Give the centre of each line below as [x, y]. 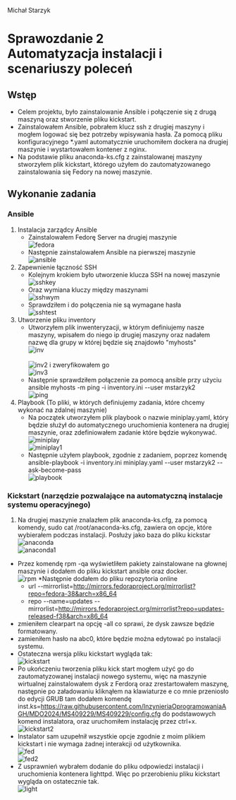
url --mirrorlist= [51, 586]
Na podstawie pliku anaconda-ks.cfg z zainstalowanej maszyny [110, 157]
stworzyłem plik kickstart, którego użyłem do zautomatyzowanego [114, 164]
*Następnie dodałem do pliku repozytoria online [108, 578]
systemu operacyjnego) [49, 505]
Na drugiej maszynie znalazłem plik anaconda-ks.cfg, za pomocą [112, 519]
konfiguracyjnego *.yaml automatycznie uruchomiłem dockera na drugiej [123, 142]
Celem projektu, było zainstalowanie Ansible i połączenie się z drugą [117, 112]
